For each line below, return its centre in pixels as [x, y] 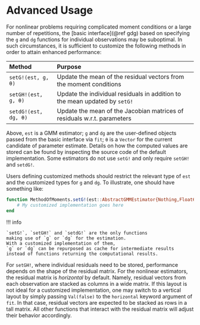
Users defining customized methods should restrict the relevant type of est [99, 176]
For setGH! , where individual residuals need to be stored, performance [92, 264]
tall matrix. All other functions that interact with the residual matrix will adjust [100, 309]
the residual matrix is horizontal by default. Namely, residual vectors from [96, 277]
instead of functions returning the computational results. [82, 254]
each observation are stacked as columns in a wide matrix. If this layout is [97, 283]
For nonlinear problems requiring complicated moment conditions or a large [99, 27]
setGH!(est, [26, 94]
